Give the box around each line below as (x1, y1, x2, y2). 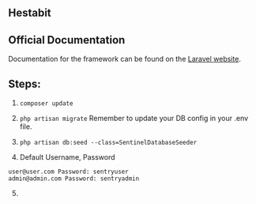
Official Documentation (8, 33, 126, 47)
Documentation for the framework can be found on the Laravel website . (8, 55, 241, 64)
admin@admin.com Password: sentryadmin (8, 175, 140, 183)
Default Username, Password (19, 153, 116, 162)
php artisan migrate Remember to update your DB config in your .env (19, 114, 249, 123)
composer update (19, 100, 73, 108)
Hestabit (8, 6, 51, 20)
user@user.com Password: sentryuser (8, 168, 129, 176)
